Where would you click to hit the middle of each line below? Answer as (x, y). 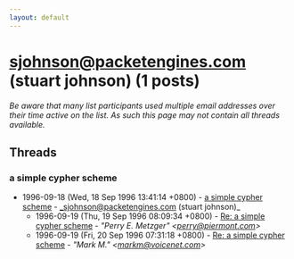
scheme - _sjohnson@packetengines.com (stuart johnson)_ (131, 207)
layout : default (39, 17)
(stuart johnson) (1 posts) (105, 80)
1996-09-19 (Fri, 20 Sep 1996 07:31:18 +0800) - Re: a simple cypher (160, 235)
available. (28, 124)
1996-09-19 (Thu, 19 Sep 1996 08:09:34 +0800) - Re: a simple (150, 216)
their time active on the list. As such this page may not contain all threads (145, 115)
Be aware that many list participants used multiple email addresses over (143, 105)
